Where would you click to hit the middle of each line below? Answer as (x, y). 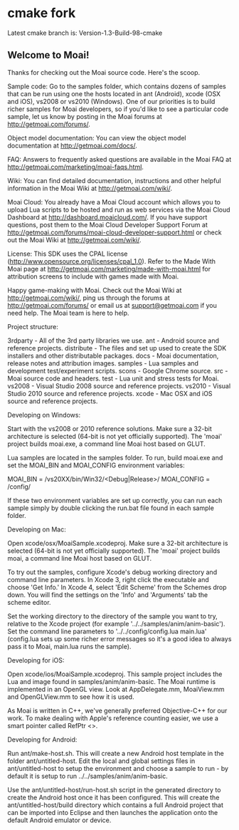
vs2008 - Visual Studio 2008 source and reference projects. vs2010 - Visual (119, 385)
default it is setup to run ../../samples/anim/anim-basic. (88, 776)
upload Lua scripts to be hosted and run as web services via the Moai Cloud (119, 209)
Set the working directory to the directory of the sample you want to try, (113, 616)
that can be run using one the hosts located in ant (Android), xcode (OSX (114, 93)
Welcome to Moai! (48, 55)
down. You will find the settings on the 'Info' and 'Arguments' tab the (108, 595)
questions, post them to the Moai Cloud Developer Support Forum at (107, 224)
